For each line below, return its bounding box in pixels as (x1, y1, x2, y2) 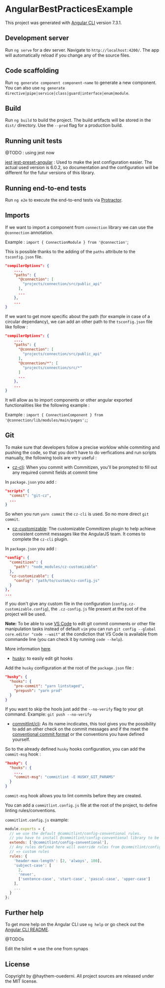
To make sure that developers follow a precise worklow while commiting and (5, 444, 160, 450)
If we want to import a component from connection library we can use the (5, 224, 154, 230)
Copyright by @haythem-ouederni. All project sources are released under (5, 973, 154, 979)
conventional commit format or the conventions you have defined (12, 731, 145, 737)
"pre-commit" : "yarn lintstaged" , (14, 683, 84, 689)
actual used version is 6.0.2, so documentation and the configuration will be (5, 165, 159, 171)
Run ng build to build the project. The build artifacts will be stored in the (5, 117, 151, 123)
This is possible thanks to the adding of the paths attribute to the (5, 248, 136, 254)
